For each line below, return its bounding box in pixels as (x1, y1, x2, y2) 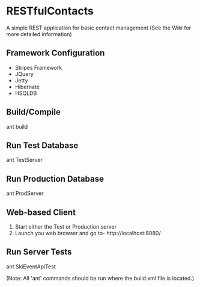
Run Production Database (6, 173, 104, 184)
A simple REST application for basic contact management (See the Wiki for (6, 24, 191, 31)
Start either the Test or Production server (14, 223, 117, 230)
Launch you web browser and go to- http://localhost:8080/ (14, 230, 161, 236)
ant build (6, 123, 28, 130)
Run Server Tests (6, 247, 72, 257)
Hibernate (14, 83, 40, 90)
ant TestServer (6, 156, 43, 164)
